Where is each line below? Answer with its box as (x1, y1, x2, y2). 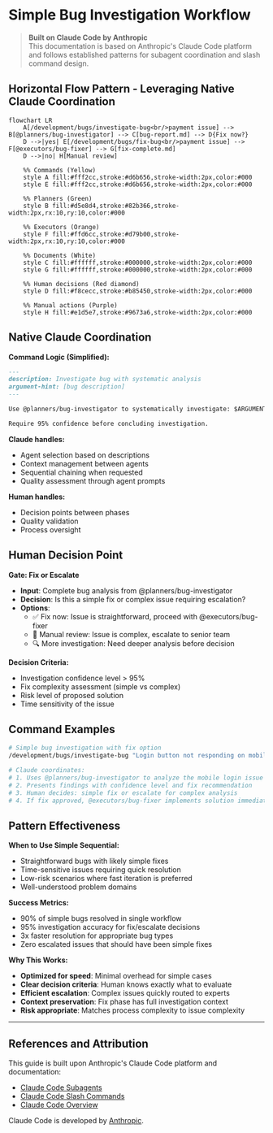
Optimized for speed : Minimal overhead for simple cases (19, 971, 213, 981)
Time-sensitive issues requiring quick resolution (19, 865, 181, 875)
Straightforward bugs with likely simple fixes (19, 856, 169, 866)
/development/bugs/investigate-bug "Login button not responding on (8, 752, 245, 760)
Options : (19, 603, 50, 613)
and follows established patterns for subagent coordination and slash (28, 50, 261, 59)
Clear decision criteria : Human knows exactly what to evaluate (19, 979, 232, 989)
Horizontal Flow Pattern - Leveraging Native (8, 82, 235, 96)
